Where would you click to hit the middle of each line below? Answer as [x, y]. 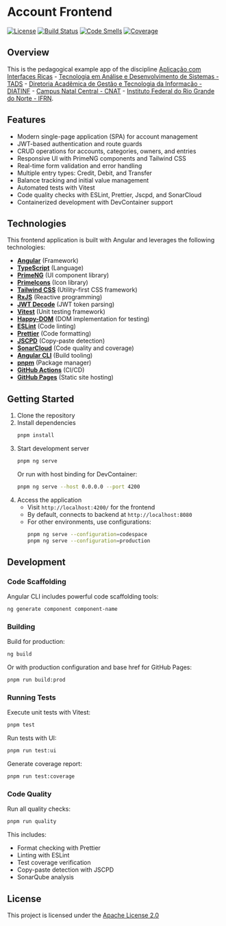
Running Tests [32, 697]
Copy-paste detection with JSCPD [65, 870]
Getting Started [41, 399]
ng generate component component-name [62, 609]
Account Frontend [60, 12]
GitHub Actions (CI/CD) [51, 370]
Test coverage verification [54, 863]
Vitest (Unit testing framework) [61, 312]
